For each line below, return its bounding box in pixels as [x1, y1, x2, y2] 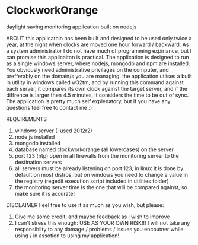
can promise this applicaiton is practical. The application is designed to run [6, 53, 190, 61]
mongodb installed [14, 139, 60, 147]
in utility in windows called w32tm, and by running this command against [6, 78, 184, 86]
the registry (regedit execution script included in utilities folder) [14, 177, 169, 184]
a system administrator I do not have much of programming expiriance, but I [6, 47, 191, 54]
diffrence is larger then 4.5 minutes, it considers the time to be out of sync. [6, 91, 189, 98]
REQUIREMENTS [6, 115, 47, 122]
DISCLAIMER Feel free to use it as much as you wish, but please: [6, 201, 164, 208]
